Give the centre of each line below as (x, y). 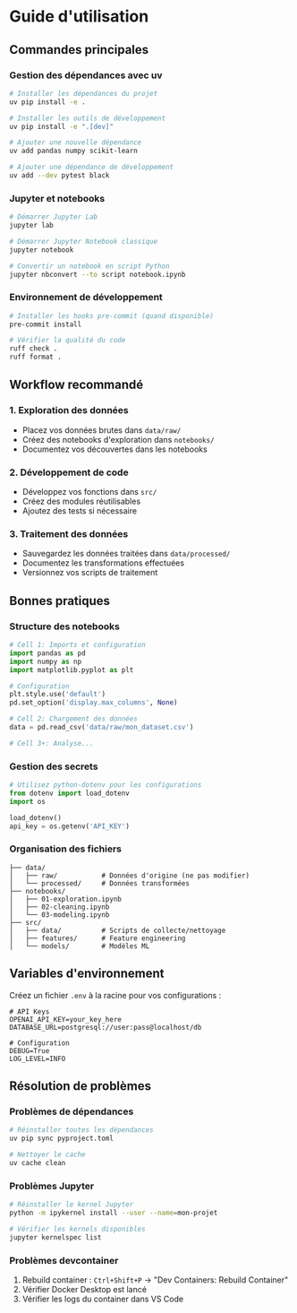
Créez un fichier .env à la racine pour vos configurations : (115, 995)
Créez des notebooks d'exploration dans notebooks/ (118, 439)
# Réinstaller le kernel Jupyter (72, 1205)
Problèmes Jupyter (52, 1186)
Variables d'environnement (87, 974)
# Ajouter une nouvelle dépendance (76, 143)
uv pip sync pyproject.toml (62, 1139)
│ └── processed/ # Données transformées (100, 883)
